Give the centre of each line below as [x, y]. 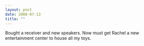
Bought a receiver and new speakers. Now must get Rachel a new [72, 33]
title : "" [15, 19]
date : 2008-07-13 [23, 14]
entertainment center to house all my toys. [48, 38]
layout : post [19, 10]
